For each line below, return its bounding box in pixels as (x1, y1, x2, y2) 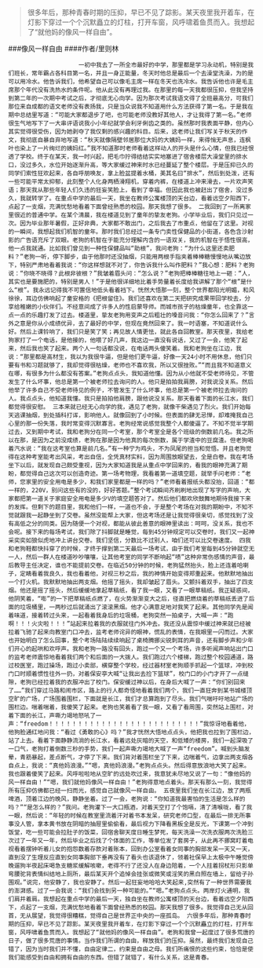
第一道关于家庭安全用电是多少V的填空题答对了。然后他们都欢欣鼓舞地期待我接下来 (25, 495, 251, 502)
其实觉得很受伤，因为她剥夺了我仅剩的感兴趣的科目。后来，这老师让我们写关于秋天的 (8, 128, 242, 136)
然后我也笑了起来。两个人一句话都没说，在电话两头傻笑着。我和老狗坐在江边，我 (19, 345, 242, 352)
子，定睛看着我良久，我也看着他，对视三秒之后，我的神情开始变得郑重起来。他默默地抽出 (8, 570, 254, 578)
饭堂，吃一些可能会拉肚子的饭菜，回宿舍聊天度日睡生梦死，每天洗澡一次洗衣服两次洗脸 (8, 828, 248, 836)
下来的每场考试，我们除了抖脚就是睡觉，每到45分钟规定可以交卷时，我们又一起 (31, 528, 249, 536)
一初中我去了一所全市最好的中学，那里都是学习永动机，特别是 (78, 61, 249, 69)
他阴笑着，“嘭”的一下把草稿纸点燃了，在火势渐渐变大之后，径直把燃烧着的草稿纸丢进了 (8, 595, 249, 603)
